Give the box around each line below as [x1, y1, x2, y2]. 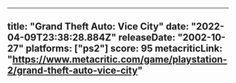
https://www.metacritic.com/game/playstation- [12, 53, 228, 65]
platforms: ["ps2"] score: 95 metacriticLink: [25, 43, 223, 55]
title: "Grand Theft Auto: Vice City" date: [7, 20, 190, 32]
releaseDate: [118, 32, 176, 44]
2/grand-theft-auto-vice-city [7, 65, 138, 77]
